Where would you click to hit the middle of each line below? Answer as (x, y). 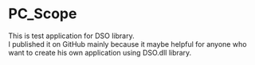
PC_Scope (43, 14)
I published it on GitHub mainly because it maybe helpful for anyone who (127, 44)
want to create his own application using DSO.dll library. (100, 52)
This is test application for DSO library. (71, 36)
